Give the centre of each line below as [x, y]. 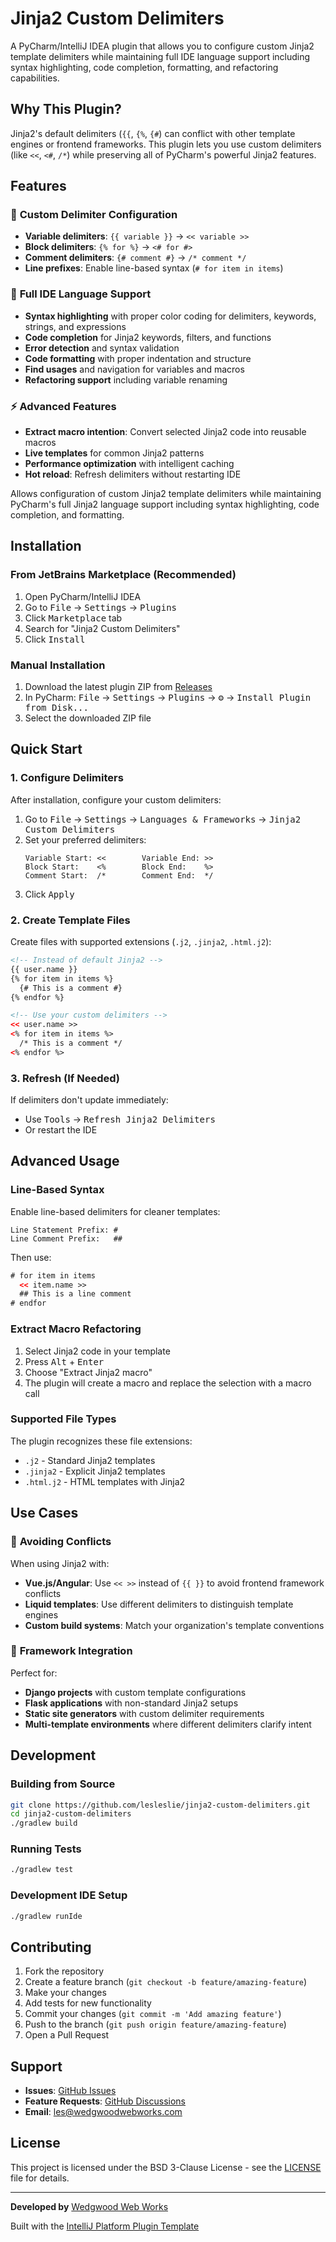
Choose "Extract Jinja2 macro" [88, 1372]
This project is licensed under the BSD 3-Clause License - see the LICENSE [166, 2167]
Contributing [51, 1947]
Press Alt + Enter [64, 1361]
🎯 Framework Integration [71, 1651]
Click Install [55, 639]
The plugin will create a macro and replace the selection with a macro [168, 1383]
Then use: [31, 1257]
